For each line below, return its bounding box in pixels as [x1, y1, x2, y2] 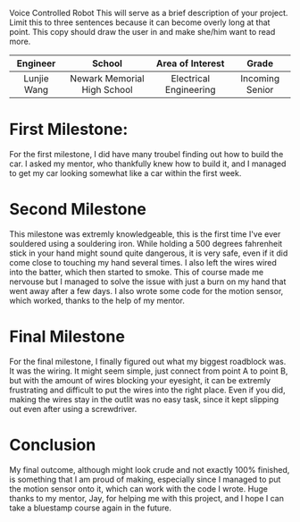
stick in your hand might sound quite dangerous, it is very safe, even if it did [9, 248, 288, 258]
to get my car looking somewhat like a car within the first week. [9, 167, 242, 178]
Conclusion [9, 435, 96, 455]
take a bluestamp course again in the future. [9, 502, 172, 513]
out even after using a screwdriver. [9, 403, 137, 414]
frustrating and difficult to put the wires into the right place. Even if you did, [9, 384, 286, 395]
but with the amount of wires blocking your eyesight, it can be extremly [9, 375, 271, 385]
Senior [246, 84, 274, 96]
